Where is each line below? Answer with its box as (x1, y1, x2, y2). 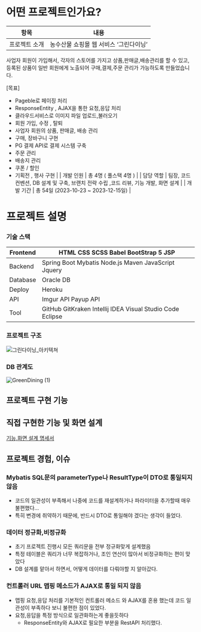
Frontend (9, 249, 36, 257)
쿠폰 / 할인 (14, 164, 40, 171)
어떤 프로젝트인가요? (6, 5, 102, 19)
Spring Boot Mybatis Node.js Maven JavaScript (41, 258, 175, 267)
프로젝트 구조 (6, 331, 42, 340)
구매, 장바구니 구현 (14, 134, 59, 141)
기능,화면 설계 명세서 (6, 435, 54, 442)
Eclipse (41, 312, 63, 320)
